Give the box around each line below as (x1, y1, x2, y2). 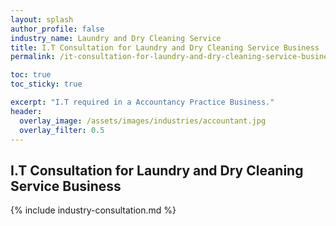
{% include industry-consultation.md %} (10, 204, 177, 216)
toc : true (10, 70, 52, 80)
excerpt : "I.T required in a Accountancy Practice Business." (10, 97, 275, 107)
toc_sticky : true (10, 79, 83, 90)
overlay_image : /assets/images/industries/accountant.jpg (19, 116, 267, 126)
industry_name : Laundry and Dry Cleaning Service (10, 33, 222, 43)
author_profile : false (10, 24, 105, 34)
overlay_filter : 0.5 (19, 125, 105, 135)
